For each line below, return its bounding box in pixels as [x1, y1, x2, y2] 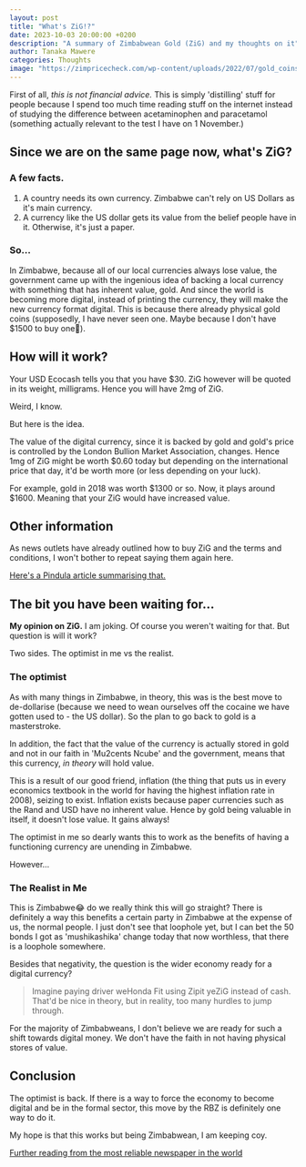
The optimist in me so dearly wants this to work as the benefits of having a [9, 831, 290, 842]
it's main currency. [22, 202, 93, 213]
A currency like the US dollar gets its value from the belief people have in [22, 211, 297, 223]
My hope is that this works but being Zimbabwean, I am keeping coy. [9, 1130, 268, 1141]
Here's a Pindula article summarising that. [9, 570, 167, 581]
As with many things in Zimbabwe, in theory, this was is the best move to [9, 691, 282, 702]
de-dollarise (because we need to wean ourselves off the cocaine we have [9, 701, 290, 712]
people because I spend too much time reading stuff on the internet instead [9, 98, 293, 109]
